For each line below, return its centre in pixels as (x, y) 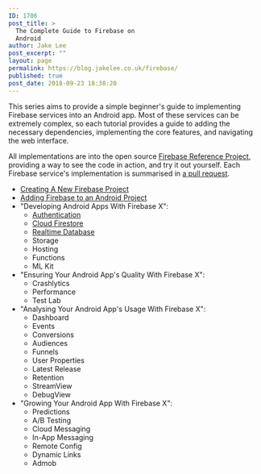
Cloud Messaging (61, 429)
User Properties (58, 360)
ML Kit (43, 266)
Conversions (53, 335)
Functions (48, 257)
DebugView (51, 394)
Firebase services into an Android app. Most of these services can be (124, 114)
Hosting (45, 249)
